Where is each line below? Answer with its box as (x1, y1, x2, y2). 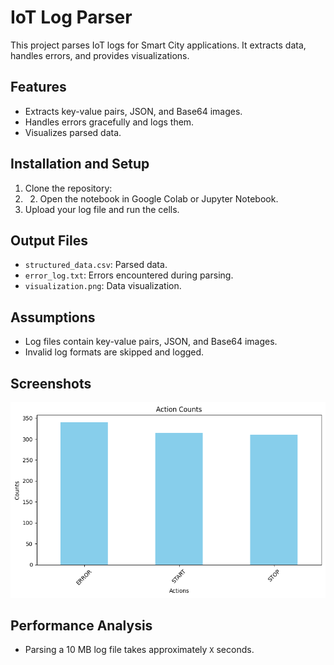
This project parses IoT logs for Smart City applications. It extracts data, (10, 39, 307, 51)
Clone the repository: (24, 182, 113, 194)
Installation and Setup (10, 156, 150, 173)
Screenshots (10, 375, 92, 392)
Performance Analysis (10, 617, 153, 634)
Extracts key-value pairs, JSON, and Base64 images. (24, 105, 243, 117)
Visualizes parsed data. (24, 126, 122, 138)
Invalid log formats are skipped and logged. (24, 346, 205, 358)
